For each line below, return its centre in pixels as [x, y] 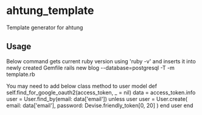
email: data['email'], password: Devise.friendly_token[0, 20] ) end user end [100, 105]
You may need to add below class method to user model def [82, 86]
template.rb [21, 74]
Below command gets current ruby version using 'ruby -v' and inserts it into [101, 61]
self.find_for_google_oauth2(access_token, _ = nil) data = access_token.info [101, 92]
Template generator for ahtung [45, 27]
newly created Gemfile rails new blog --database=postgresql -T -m [91, 68]
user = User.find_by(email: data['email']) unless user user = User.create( [97, 99]
